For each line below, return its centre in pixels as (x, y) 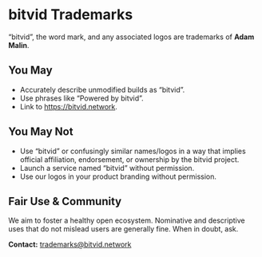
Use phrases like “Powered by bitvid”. (81, 98)
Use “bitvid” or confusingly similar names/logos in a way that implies (133, 151)
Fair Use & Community (65, 201)
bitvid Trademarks (71, 15)
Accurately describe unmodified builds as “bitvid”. (102, 89)
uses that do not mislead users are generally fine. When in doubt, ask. (123, 229)
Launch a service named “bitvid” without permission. (107, 168)
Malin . (19, 45)
